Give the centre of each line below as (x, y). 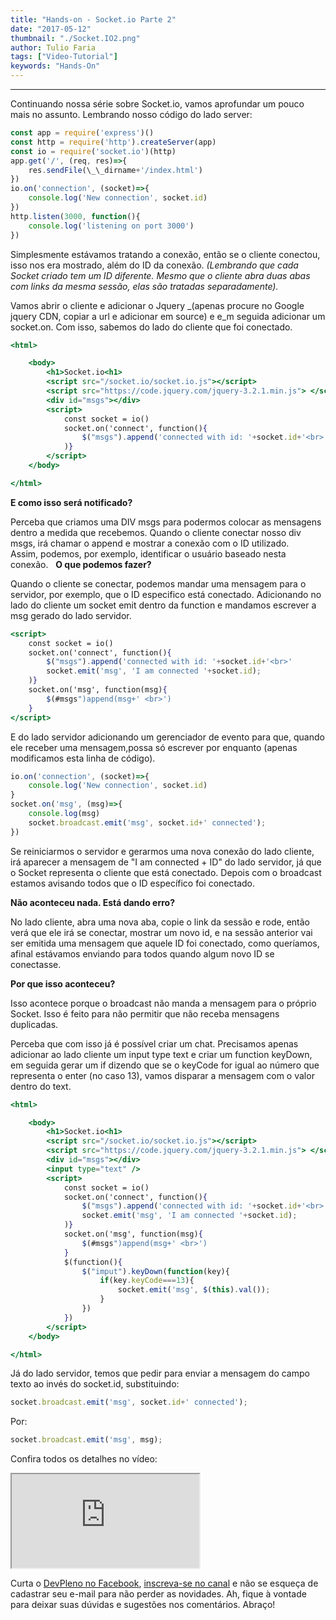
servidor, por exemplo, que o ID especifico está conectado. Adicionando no (166, 594)
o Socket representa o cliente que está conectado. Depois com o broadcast (166, 872)
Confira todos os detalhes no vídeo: (84, 1459)
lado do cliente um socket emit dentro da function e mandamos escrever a (163, 605)
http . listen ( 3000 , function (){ (75, 216)
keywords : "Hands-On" (55, 66)
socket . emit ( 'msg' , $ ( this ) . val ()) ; (194, 1290)
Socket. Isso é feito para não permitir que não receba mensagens (145, 1013)
